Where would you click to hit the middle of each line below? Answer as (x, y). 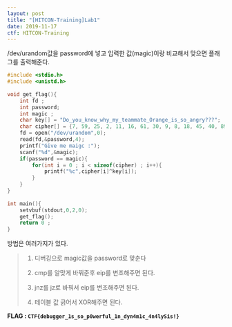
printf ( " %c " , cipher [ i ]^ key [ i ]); (90, 171)
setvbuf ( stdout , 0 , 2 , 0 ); (54, 210)
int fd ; (32, 101)
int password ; (40, 107)
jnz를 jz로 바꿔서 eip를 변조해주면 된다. (87, 288)
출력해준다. (35, 62)
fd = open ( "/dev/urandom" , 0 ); (63, 133)
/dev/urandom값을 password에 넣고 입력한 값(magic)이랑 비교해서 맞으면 (107, 53)
